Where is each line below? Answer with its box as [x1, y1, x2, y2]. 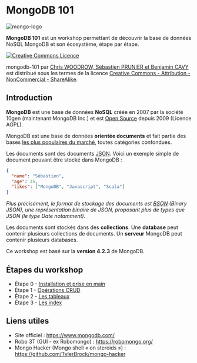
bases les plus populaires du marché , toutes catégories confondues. [6, 139, 172, 146]
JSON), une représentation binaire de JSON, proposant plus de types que [6, 206, 185, 213]
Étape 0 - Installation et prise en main [14, 280, 106, 287]
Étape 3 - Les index [14, 299, 62, 306]
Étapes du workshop [6, 265, 84, 275]
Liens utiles [6, 316, 49, 326]
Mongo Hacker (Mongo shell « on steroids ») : [14, 344, 126, 351]
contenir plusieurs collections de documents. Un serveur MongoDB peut [6, 230, 182, 237]
